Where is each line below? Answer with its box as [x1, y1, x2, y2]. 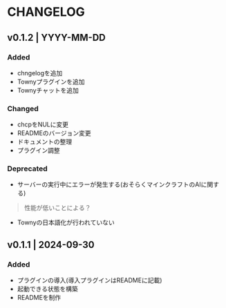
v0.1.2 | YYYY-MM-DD [7, 32, 106, 44]
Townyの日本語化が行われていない [17, 218, 115, 227]
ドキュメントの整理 [17, 137, 73, 146]
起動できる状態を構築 [17, 285, 78, 293]
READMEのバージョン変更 [17, 129, 91, 137]
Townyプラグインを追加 [17, 77, 85, 86]
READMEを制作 [17, 293, 62, 302]
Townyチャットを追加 [17, 86, 79, 94]
